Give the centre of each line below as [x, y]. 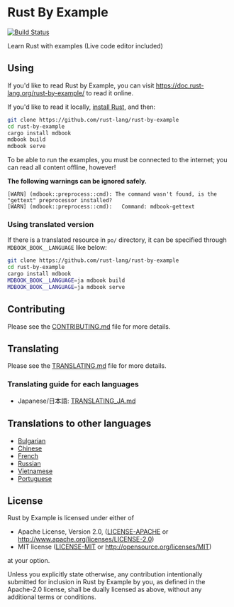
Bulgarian [32, 440]
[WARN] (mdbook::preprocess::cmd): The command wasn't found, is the [112, 194]
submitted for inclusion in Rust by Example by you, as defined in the [106, 582]
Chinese [30, 448]
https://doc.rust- [180, 85]
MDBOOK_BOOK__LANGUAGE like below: [57, 248]
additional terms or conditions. [52, 597]
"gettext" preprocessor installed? [60, 201]
